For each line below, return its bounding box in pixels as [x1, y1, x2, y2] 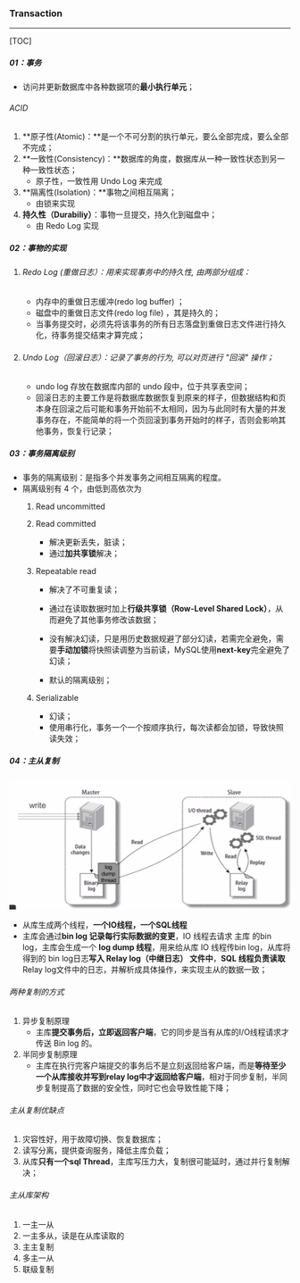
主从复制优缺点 [9, 1104, 64, 1115]
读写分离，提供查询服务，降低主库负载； [21, 1146, 171, 1156]
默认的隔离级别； [48, 675, 112, 686]
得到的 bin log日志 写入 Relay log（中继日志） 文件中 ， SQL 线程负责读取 [21, 954, 286, 963]
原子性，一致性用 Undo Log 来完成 [35, 176, 162, 187]
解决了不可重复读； [48, 584, 121, 596]
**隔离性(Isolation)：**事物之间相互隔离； [21, 187, 177, 198]
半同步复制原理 [21, 1049, 78, 1060]
